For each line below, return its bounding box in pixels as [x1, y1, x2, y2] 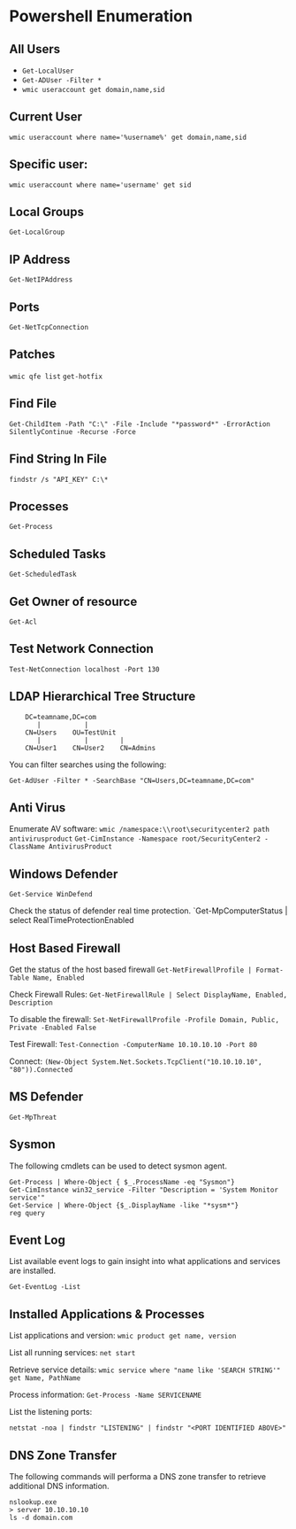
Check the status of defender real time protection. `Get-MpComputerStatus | [9, 905, 288, 916]
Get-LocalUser [21, 66, 74, 75]
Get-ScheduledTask [9, 570, 77, 579]
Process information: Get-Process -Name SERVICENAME [9, 1389, 201, 1401]
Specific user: [9, 157, 88, 172]
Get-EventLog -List [9, 1283, 81, 1292]
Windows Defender [9, 866, 118, 881]
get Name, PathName [9, 1374, 81, 1383]
